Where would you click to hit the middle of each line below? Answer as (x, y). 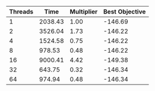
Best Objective (124, 12)
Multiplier (84, 12)
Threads (21, 12)
